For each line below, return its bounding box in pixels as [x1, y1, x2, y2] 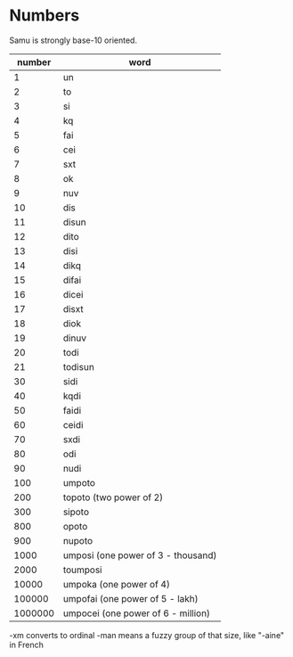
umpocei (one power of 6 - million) [62, 607, 211, 620]
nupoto [62, 534, 94, 546]
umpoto [62, 476, 96, 489]
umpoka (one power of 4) [62, 578, 171, 590]
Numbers [9, 5, 80, 26]
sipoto [62, 505, 90, 518]
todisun [62, 360, 95, 373]
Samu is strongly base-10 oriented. [9, 35, 138, 45]
